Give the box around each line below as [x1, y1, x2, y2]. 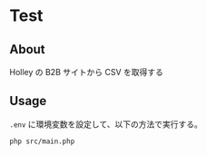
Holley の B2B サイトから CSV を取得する [9, 67, 163, 77]
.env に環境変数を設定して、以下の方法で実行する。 [9, 119, 202, 130]
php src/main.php [9, 137, 75, 146]
